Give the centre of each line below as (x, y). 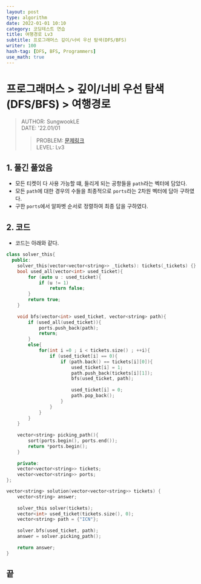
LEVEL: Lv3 (50, 147)
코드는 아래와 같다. (37, 243)
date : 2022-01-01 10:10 (36, 23)
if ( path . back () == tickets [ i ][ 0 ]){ (107, 362)
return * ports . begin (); (58, 446)
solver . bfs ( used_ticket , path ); (58, 531)
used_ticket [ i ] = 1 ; (97, 367)
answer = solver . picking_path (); (59, 537)
